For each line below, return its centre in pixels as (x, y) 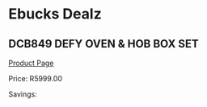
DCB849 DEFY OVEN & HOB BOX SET (104, 44)
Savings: (23, 94)
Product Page (31, 63)
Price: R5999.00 (36, 78)
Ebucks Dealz (55, 14)
